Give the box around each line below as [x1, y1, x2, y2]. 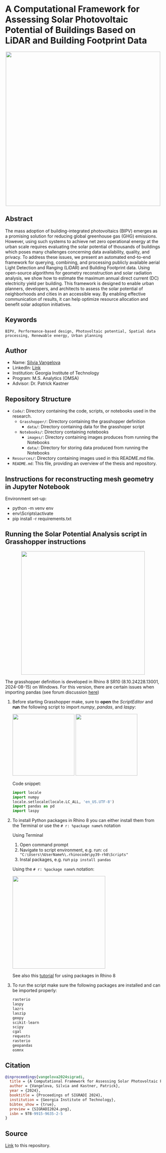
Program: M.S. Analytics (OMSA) [12, 375, 79, 381]
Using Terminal [12, 832, 43, 838]
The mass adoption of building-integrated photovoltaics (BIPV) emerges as [5, 228, 158, 234]
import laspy [12, 809, 40, 814]
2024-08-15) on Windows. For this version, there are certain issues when [5, 684, 155, 690]
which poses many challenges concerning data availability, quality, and [5, 248, 150, 255]
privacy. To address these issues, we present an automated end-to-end [5, 254, 151, 260]
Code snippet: [12, 781, 41, 786]
